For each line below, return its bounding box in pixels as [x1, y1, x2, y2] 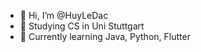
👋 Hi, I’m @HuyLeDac [19, 10, 109, 21]
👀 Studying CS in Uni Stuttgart [19, 20, 145, 32]
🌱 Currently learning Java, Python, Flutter [19, 31, 191, 42]
